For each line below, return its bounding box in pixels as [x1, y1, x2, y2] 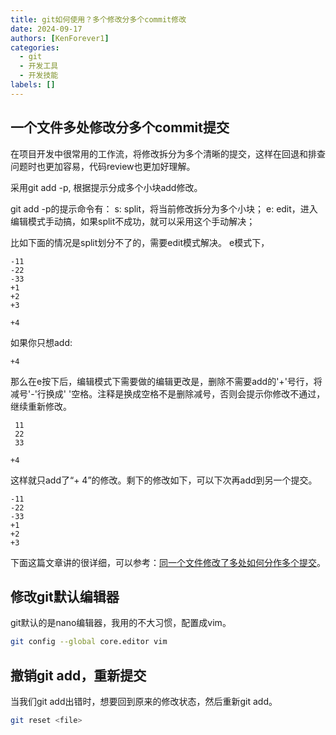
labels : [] [10, 80, 56, 90]
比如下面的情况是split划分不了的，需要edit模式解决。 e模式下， [10, 236, 270, 248]
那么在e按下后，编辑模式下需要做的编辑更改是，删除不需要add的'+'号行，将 [10, 375, 323, 387]
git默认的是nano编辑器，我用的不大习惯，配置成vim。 [10, 617, 232, 629]
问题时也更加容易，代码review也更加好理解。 [10, 160, 196, 172]
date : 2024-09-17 [10, 24, 83, 34]
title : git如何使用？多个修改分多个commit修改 [10, 14, 187, 25]
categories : [10, 42, 60, 53]
